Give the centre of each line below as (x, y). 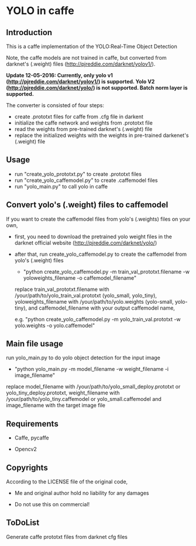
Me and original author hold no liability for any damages (82, 493)
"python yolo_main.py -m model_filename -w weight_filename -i (92, 369)
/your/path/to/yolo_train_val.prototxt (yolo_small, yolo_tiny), (85, 295)
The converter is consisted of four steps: (55, 105)
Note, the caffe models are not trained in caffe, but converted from (86, 58)
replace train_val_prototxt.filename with (62, 289)
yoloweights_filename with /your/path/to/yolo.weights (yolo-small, (94, 301)
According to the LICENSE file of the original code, (67, 482)
